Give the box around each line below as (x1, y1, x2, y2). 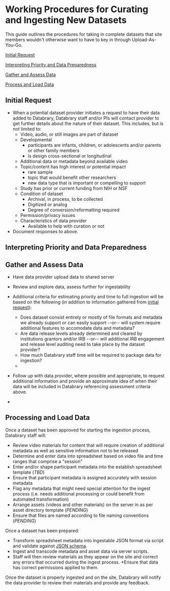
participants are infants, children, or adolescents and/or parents (27, 142, 161, 148)
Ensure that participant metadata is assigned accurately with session (12, 474, 157, 481)
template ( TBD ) (12, 469, 45, 475)
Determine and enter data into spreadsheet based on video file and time (12, 453, 163, 459)
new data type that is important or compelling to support (27, 179, 146, 186)
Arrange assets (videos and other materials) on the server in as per (12, 502, 153, 508)
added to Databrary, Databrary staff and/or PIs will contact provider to (12, 115, 159, 121)
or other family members (27, 147, 80, 153)
